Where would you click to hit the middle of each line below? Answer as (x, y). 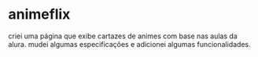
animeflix (39, 14)
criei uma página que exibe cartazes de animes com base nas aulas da (123, 36)
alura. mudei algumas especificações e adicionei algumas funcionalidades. (129, 44)
